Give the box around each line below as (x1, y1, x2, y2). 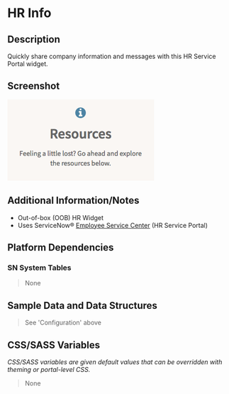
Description (7, 33, 60, 45)
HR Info (7, 5, 52, 21)
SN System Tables (7, 263, 72, 273)
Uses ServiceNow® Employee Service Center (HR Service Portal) (17, 221, 208, 229)
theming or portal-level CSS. (7, 365, 91, 373)
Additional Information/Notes (7, 195, 140, 207)
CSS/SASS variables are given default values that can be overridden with (7, 357, 223, 366)
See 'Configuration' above (24, 318, 101, 327)
